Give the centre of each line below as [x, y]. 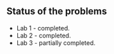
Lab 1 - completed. [43, 28]
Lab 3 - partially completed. [56, 43]
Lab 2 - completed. [44, 35]
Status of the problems [57, 11]
